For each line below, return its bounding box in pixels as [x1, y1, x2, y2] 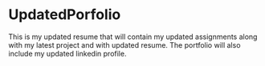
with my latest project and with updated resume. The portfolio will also [8, 40, 241, 49]
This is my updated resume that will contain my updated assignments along [8, 32, 258, 41]
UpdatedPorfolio [8, 6, 121, 24]
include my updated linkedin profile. [8, 49, 127, 58]
